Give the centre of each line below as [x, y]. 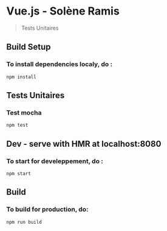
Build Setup [29, 47]
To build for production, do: [47, 209]
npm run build [24, 222]
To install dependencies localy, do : [60, 64]
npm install [21, 77]
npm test [17, 126]
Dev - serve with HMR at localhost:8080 [84, 144]
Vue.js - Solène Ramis [63, 11]
